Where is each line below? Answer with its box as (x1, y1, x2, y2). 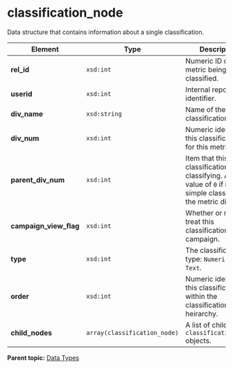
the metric (185, 197, 219, 206)
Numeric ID (185, 56, 223, 65)
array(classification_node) (86, 329, 179, 336)
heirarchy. (185, 309, 218, 318)
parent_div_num (10, 175, 65, 185)
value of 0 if (185, 179, 224, 189)
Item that (185, 153, 215, 163)
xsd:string (86, 110, 123, 117)
